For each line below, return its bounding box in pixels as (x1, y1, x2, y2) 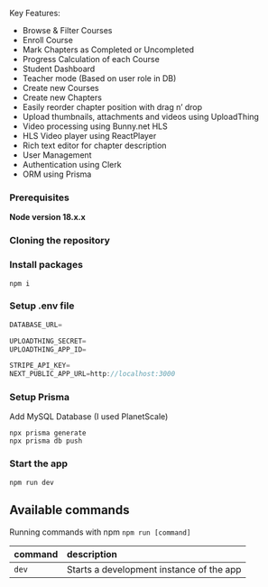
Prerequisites (9, 191, 69, 204)
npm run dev (9, 478, 54, 487)
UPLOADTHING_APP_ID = (9, 344, 88, 354)
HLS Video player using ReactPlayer (22, 131, 157, 141)
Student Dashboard (22, 63, 96, 74)
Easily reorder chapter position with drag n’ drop (22, 102, 203, 112)
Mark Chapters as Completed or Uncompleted (22, 44, 195, 55)
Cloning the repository (9, 234, 110, 247)
